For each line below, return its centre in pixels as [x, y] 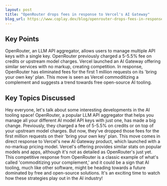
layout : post [19, 10]
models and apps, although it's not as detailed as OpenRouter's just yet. [79, 152]
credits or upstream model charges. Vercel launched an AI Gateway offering [83, 61]
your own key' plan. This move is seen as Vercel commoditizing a [72, 77]
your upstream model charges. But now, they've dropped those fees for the [82, 131]
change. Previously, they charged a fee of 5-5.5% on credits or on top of [80, 126]
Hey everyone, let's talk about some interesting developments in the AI [78, 110]
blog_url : [15, 19]
